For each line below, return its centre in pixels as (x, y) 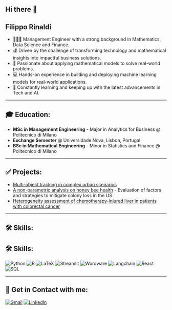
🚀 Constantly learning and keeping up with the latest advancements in (87, 87)
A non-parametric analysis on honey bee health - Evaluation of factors (87, 190)
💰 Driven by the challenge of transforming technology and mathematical (89, 51)
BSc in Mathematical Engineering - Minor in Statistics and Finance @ (86, 146)
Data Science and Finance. (41, 45)
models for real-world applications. (50, 82)
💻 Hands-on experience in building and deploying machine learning (85, 74)
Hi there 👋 (21, 9)
